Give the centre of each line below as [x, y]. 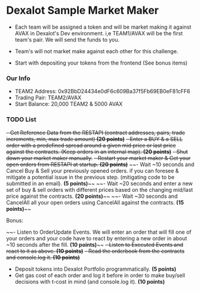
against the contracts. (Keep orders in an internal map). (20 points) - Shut [97, 151]
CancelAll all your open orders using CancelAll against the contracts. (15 [95, 202]
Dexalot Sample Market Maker [83, 10]
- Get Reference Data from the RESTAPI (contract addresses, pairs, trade [96, 133]
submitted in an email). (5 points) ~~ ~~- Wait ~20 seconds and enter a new [99, 183]
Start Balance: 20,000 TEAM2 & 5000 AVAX [69, 104]
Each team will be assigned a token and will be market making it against [103, 27]
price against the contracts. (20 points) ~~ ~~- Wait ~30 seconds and [92, 196]
